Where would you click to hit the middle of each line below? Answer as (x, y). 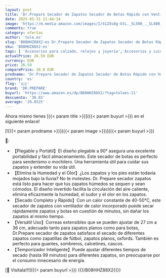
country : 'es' (20, 79)
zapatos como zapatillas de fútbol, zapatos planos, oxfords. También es (85, 238)
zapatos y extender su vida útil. (44, 167)
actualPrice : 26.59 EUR (30, 56)
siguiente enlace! (22, 122)
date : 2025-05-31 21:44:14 (33, 19)
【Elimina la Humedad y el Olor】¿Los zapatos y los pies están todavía (84, 173)
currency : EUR (20, 61)
